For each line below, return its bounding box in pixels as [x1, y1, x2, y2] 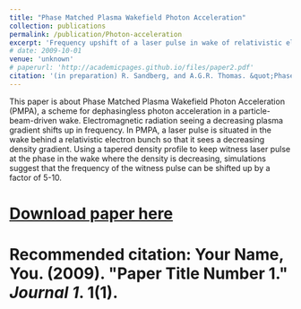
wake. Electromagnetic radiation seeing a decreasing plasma [58, 115, 284, 125]
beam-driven [9, 115, 57, 125]
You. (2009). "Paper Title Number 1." [9, 263, 288, 284]
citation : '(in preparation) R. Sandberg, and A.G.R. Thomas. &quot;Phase [9, 72, 295, 81]
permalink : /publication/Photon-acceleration [9, 30, 182, 39]
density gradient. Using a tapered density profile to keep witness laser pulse [9, 143, 291, 154]
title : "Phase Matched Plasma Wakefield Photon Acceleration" [9, 13, 246, 22]
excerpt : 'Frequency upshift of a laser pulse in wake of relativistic [9, 38, 282, 47]
